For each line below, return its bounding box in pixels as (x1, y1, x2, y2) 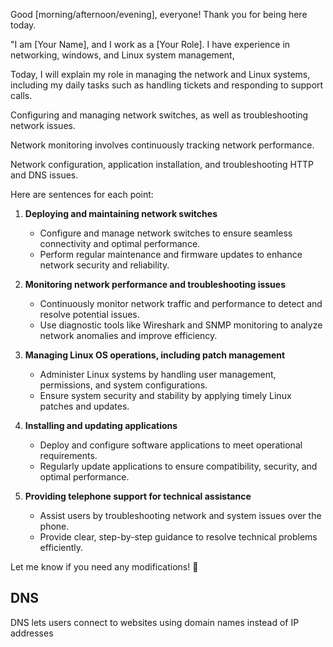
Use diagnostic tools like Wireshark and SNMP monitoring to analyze (39, 319, 323, 331)
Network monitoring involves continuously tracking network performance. (10, 139, 315, 151)
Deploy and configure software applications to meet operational (39, 439, 303, 451)
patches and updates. (39, 400, 130, 412)
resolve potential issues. (39, 309, 140, 320)
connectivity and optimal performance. (39, 238, 201, 249)
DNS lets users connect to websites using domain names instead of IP (10, 616, 300, 628)
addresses (10, 627, 54, 639)
